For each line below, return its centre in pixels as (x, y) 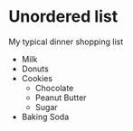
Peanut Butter (61, 98)
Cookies (37, 78)
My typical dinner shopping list (66, 42)
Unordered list (63, 17)
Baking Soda (45, 117)
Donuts (35, 69)
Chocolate (54, 88)
